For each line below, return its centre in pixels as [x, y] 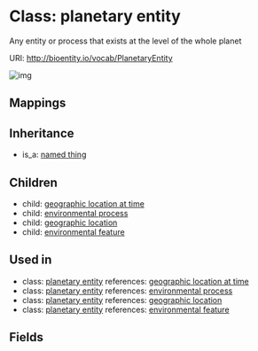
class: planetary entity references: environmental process [127, 291]
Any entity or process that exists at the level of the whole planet [125, 41]
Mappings [38, 103]
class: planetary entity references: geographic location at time [136, 281]
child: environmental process [75, 213]
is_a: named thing [54, 155]
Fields [27, 337]
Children [33, 182]
